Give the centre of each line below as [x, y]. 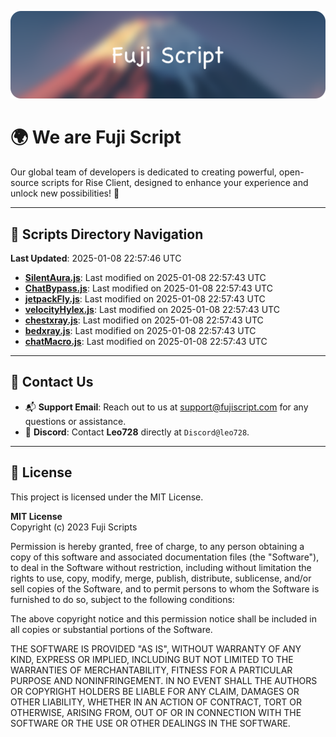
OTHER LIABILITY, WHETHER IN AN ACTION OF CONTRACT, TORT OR [156, 702]
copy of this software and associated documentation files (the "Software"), [165, 557]
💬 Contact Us [52, 382]
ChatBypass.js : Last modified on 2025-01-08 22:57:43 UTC [148, 288]
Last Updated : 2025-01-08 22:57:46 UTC [96, 258]
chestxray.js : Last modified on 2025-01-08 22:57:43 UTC [144, 320]
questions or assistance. [75, 421]
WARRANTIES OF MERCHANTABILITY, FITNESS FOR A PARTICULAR [151, 670]
